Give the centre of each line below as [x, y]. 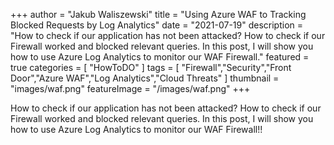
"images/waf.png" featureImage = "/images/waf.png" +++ [130, 88]
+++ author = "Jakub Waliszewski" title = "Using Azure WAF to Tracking [158, 14]
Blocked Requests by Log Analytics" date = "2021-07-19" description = [157, 25]
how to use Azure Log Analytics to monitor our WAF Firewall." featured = [160, 57]
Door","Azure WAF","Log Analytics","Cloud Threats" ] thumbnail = [145, 78]
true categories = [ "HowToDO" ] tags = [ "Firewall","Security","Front [151, 67]
